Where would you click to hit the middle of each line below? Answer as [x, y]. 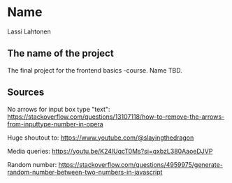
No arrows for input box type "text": [59, 109]
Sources [26, 93]
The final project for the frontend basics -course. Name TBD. [95, 70]
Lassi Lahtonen [29, 31]
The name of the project [60, 53]
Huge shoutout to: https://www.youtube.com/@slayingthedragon [101, 138]
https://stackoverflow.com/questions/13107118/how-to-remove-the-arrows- [116, 117]
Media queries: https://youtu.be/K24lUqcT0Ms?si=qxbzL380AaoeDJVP [110, 151]
